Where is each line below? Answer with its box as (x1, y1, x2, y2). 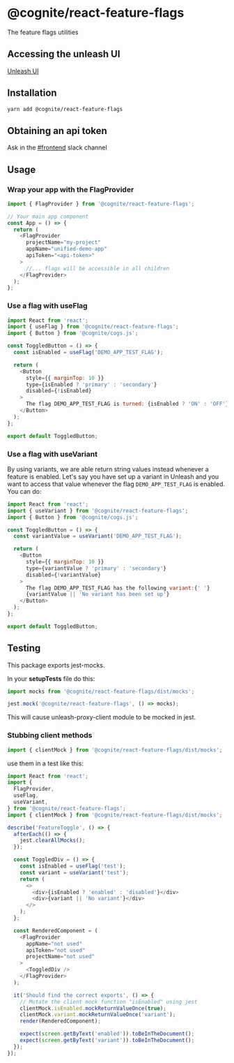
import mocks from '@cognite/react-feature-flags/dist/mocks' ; (7, 688, 195, 695)
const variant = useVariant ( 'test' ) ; (19, 869, 130, 876)
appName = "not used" (25, 940, 82, 947)
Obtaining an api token (7, 124, 108, 137)
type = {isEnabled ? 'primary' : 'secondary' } (25, 381, 157, 388)
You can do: (7, 487, 42, 495)
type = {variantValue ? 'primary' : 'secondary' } (25, 564, 167, 572)
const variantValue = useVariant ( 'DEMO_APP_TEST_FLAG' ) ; (13, 533, 182, 540)
